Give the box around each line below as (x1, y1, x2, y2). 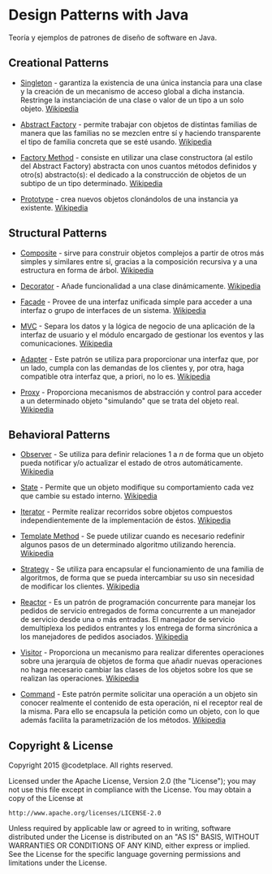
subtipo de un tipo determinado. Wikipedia (19, 178, 163, 188)
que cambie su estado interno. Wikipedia (19, 491, 158, 501)
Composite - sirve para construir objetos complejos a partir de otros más (19, 248, 265, 258)
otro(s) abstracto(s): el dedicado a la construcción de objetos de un (19, 169, 247, 180)
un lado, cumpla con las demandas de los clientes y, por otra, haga (19, 363, 244, 372)
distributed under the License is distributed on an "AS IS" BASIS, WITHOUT (8, 832, 260, 842)
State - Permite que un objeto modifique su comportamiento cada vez (19, 482, 254, 493)
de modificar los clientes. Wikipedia (19, 581, 140, 591)
